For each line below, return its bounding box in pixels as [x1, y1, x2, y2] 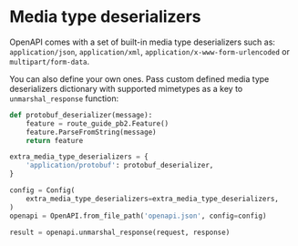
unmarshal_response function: [9, 93, 119, 104]
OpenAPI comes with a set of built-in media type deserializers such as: [9, 36, 276, 47]
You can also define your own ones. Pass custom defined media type [9, 73, 270, 84]
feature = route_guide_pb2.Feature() [26, 118, 170, 128]
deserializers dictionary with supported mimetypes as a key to [9, 83, 243, 94]
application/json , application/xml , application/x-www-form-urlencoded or [9, 46, 290, 56]
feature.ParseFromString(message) [26, 128, 157, 137]
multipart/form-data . [9, 56, 90, 67]
